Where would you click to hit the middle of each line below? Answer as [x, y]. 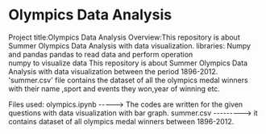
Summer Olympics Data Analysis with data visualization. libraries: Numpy [130, 45]
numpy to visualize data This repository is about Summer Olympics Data [128, 63]
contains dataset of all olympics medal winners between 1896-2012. [121, 121]
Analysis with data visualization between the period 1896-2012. [113, 71]
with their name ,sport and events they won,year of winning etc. [114, 88]
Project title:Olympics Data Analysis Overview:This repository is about [124, 37]
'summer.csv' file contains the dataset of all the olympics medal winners [128, 80]
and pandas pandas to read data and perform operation [101, 54]
